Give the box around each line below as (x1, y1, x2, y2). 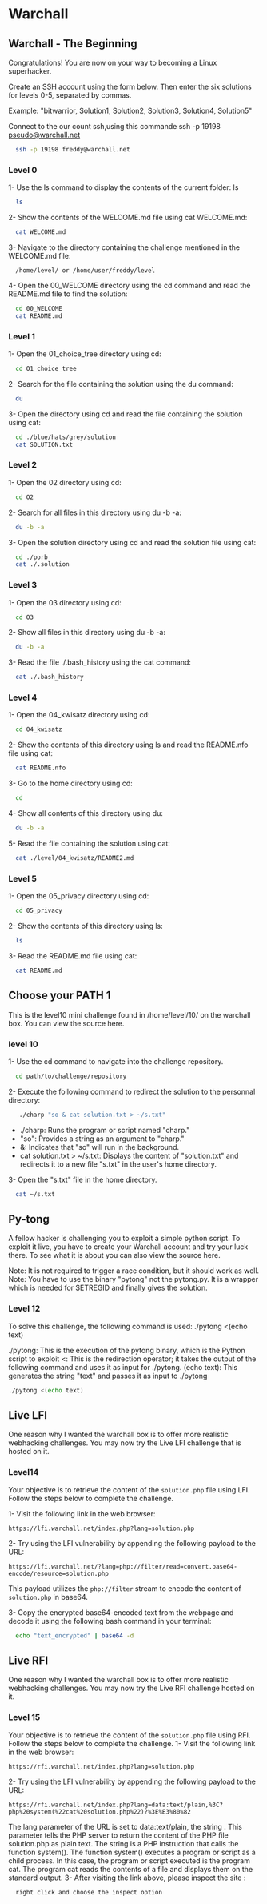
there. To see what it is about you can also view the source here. (8, 1251, 221, 1260)
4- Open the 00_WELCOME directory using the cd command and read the (8, 280, 251, 290)
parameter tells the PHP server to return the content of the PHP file (8, 1830, 229, 1840)
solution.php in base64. (8, 1592, 88, 1601)
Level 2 (8, 460, 38, 471)
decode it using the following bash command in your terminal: (8, 1616, 212, 1625)
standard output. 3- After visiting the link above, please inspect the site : (8, 1873, 246, 1882)
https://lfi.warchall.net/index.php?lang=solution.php (8, 1524, 195, 1532)
